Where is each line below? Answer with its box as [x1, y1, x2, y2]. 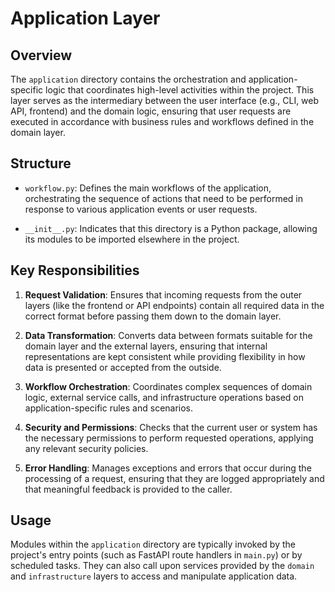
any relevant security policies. [24, 442, 149, 454]
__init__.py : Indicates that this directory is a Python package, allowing [24, 222, 318, 234]
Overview [10, 47, 73, 64]
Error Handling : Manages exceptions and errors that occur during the [24, 462, 312, 474]
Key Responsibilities [10, 262, 140, 279]
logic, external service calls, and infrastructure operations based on [24, 391, 305, 403]
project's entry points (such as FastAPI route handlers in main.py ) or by [10, 549, 303, 561]
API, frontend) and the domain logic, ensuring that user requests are [10, 105, 292, 117]
